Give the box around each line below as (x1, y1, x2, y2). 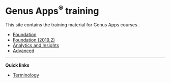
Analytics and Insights (12, 43, 60, 49)
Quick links (5, 62, 30, 68)
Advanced (12, 48, 35, 54)
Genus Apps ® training (5, 3, 99, 17)
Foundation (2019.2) (12, 37, 55, 43)
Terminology (12, 72, 39, 78)
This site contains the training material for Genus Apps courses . (5, 22, 140, 28)
